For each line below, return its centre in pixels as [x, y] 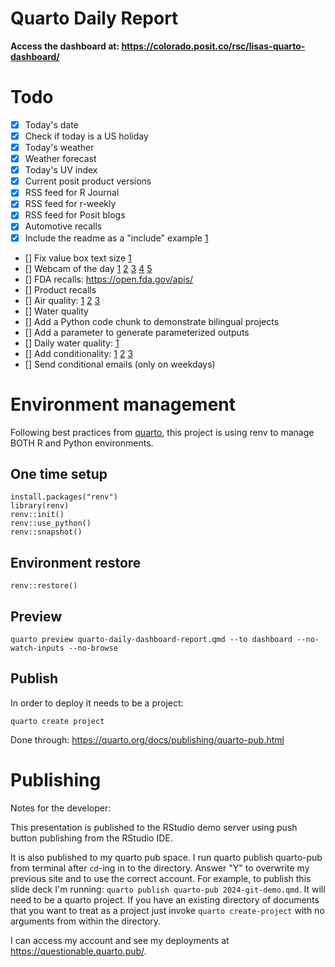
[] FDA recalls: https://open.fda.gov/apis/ [109, 279]
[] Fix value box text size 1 [78, 258]
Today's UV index [61, 170]
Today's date [51, 124]
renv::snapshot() [46, 532]
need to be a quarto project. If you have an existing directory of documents [165, 899]
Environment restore [76, 562]
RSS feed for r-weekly [70, 204]
